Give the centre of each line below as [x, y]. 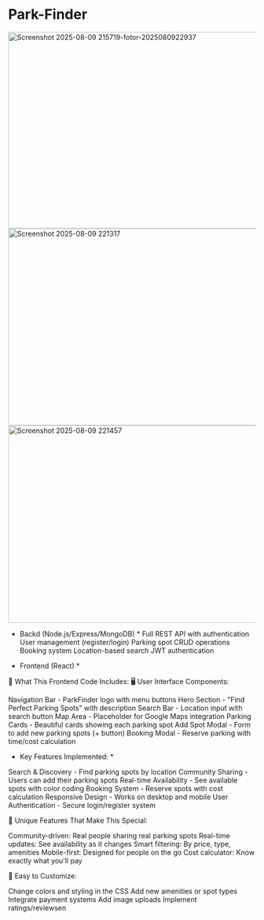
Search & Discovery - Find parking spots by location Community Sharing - [128, 772]
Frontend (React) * [49, 665]
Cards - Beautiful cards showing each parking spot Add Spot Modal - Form [130, 724]
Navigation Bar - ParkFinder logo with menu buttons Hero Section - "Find [126, 699]
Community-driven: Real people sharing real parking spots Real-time [119, 835]
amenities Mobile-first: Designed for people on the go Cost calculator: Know [132, 852]
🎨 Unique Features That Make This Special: [78, 820]
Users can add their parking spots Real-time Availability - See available [123, 780]
